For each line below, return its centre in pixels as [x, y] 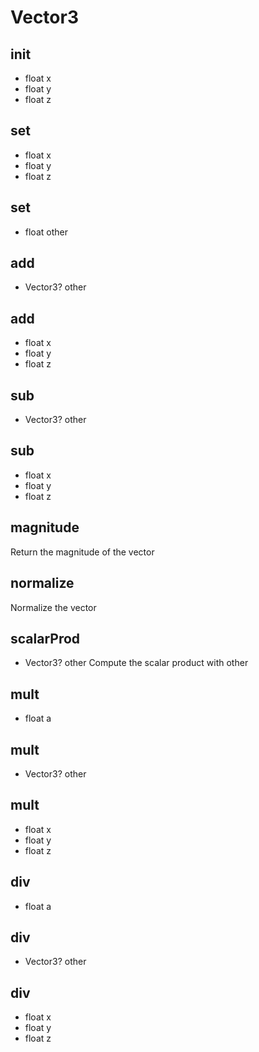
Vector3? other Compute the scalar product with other [136, 663]
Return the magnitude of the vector [82, 552]
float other [46, 232]
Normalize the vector [53, 607]
